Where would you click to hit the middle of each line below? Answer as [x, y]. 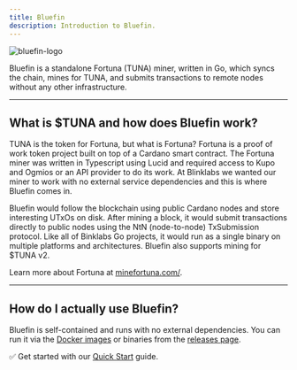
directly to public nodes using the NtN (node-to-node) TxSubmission [134, 227]
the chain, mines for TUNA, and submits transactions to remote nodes [136, 77]
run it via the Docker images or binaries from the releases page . [125, 339]
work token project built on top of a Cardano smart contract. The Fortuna [142, 154]
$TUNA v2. [30, 255]
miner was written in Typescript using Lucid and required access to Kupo [142, 163]
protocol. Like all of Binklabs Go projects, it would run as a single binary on [145, 236]
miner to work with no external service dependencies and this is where [138, 181]
